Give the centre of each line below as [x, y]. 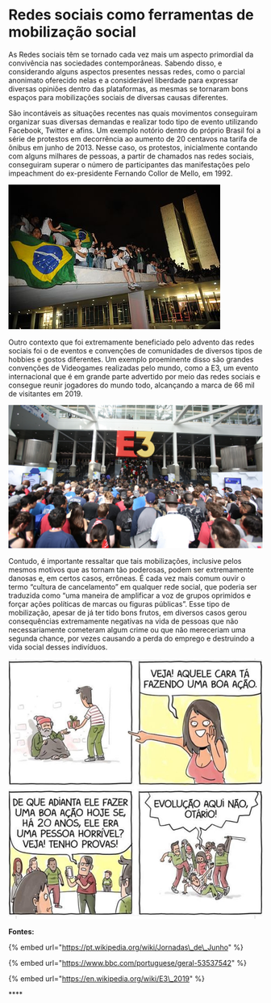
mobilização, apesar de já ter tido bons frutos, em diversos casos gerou [128, 613]
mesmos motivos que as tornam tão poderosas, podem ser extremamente [131, 570]
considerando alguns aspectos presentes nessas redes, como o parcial [127, 71]
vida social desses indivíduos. [58, 647]
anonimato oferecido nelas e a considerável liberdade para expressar [123, 80]
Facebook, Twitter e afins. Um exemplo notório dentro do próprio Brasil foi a [135, 130]
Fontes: [21, 931]
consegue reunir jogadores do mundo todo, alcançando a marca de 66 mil [132, 385]
